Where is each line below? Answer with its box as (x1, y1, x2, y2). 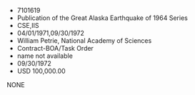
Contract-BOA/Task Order (16, 44, 94, 52)
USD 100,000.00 (16, 67, 66, 75)
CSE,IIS (16, 21, 39, 29)
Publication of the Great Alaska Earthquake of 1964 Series (16, 14, 189, 22)
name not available (16, 51, 73, 60)
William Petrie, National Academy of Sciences (16, 36, 152, 45)
